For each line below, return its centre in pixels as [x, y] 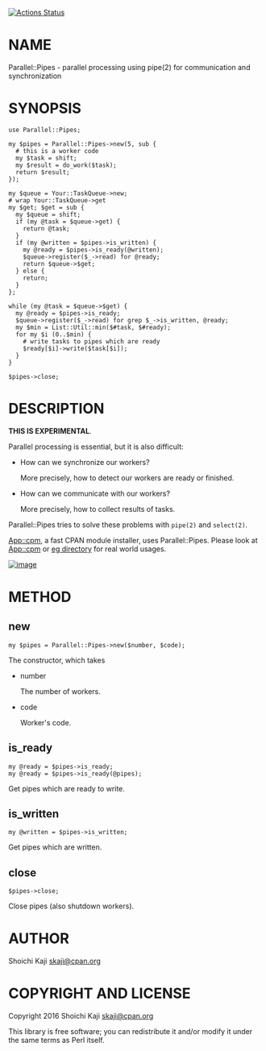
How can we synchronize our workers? [85, 462]
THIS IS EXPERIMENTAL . [50, 430]
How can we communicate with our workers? [95, 493]
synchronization [35, 76]
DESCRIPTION [56, 409]
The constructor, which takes [57, 660]
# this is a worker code [57, 151]
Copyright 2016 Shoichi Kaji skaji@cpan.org [81, 1016]
